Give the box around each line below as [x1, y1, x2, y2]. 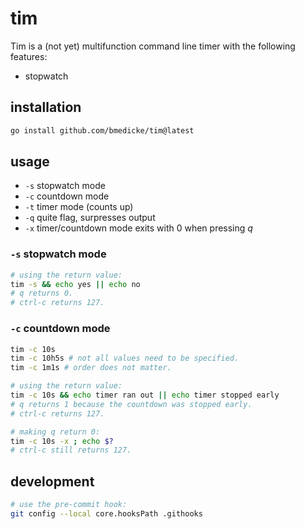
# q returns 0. [10, 288, 74, 299]
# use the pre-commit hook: [10, 500, 128, 510]
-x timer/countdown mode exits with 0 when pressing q [24, 222, 253, 234]
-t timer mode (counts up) [24, 201, 134, 213]
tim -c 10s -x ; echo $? [10, 436, 114, 446]
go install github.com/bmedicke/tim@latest [10, 125, 195, 136]
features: [10, 50, 48, 62]
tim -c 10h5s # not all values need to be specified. [10, 353, 240, 364]
